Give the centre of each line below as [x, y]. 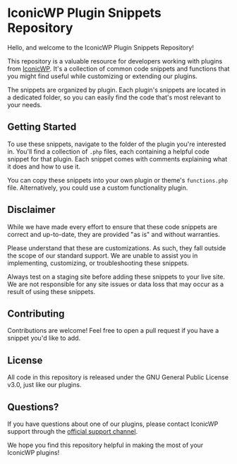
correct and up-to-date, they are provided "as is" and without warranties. [114, 234]
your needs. [25, 104]
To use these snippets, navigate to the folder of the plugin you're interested [117, 144]
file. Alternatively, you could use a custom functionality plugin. [98, 188]
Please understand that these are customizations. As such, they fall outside [117, 248]
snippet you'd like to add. [44, 338]
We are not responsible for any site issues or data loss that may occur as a [116, 284]
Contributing [36, 313]
